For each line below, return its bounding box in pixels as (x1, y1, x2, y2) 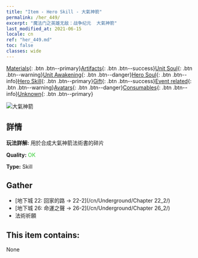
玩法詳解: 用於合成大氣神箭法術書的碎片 (6, 139, 104, 146)
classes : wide (6, 48, 42, 54)
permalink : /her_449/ (6, 14, 61, 20)
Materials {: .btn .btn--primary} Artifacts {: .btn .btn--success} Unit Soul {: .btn (6, 64, 193, 72)
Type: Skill (6, 163, 33, 170)
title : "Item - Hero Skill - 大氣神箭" (6, 8, 103, 15)
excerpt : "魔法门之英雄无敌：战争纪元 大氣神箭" (6, 20, 118, 26)
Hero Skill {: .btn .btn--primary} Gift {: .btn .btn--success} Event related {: (17, 77, 192, 84)
